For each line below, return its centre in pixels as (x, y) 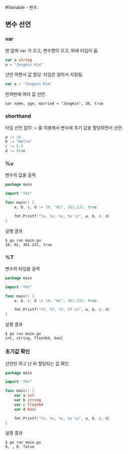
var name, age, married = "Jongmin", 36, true (54, 104)
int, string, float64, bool (34, 338)
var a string (19, 60)
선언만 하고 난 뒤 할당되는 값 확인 (37, 363)
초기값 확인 (18, 351)
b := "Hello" (19, 142)
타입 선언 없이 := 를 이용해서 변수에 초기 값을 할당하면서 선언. (64, 127)
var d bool (25, 409)
